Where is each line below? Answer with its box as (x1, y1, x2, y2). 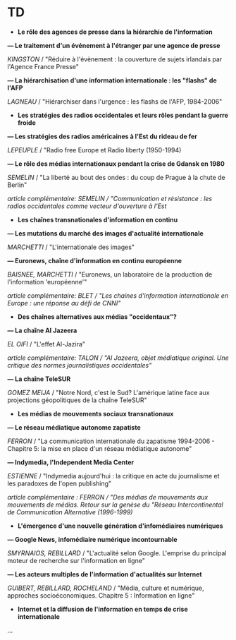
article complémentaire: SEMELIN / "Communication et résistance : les (7, 194, 213, 203)
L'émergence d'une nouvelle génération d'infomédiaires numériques (17, 521, 223, 530)
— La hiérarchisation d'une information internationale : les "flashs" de (7, 76, 217, 85)
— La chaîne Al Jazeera (7, 326, 77, 334)
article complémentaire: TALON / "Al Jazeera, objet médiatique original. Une (7, 354, 229, 362)
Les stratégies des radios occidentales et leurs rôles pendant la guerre (17, 111, 229, 119)
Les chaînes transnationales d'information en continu (17, 215, 178, 224)
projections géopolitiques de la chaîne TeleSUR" (7, 396, 148, 404)
